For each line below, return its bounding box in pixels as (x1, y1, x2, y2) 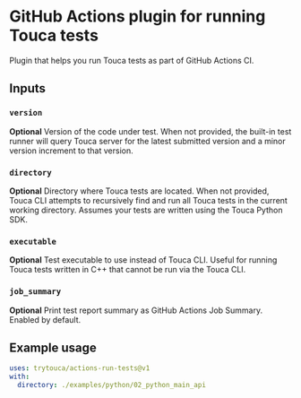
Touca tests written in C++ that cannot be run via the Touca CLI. (9, 264, 246, 275)
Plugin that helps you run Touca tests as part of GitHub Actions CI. (9, 55, 254, 65)
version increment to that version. (9, 145, 134, 156)
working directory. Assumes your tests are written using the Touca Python (9, 204, 283, 215)
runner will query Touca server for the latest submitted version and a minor (9, 135, 287, 146)
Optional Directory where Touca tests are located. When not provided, (9, 186, 270, 196)
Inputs (9, 81, 47, 96)
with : (9, 372, 30, 382)
